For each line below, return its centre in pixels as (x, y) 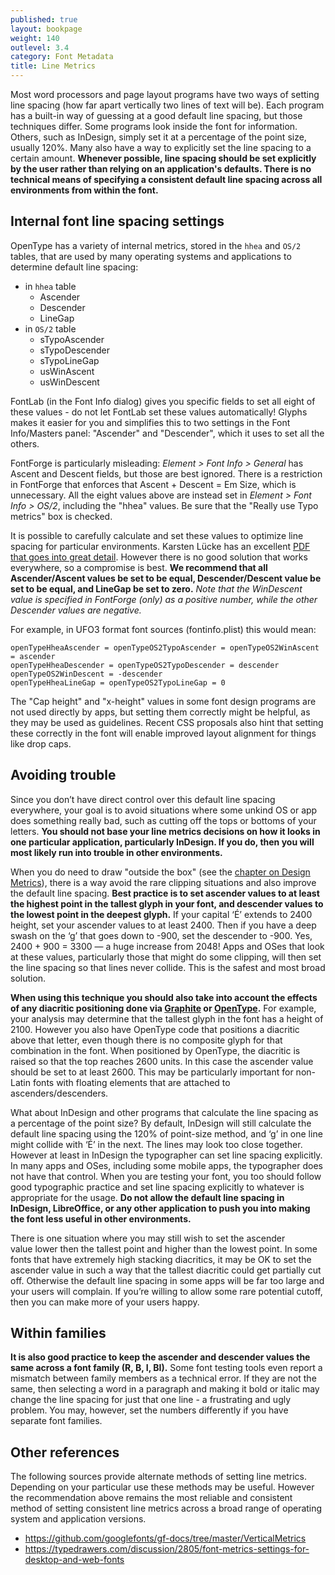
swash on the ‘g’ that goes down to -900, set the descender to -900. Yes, (161, 935)
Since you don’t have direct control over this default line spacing (143, 799)
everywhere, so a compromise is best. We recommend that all (139, 567)
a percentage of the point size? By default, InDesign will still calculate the (161, 1123)
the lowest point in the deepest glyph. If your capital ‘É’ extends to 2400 (161, 914)
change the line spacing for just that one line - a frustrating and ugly (151, 1400)
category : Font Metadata (62, 57)
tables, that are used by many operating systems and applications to (151, 256)
